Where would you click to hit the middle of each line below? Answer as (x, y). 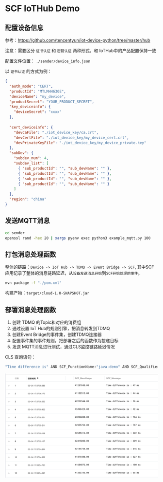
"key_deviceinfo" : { (30, 107)
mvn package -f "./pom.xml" (33, 283)
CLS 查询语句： (21, 357)
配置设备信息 (24, 28)
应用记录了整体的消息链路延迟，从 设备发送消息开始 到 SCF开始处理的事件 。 (73, 273)
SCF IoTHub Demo (42, 9)
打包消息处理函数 (31, 254)
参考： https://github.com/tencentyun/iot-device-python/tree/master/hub (78, 40)
